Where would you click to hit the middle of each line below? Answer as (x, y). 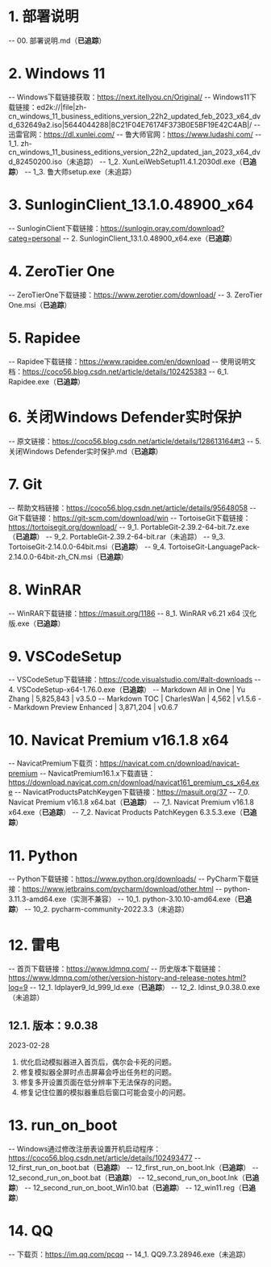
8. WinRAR (45, 589)
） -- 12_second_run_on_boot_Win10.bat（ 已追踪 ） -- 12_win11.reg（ (129, 1187)
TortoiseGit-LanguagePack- (214, 547)
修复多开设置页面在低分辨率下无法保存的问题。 (98, 1082)
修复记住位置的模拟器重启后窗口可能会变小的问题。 (105, 1093)
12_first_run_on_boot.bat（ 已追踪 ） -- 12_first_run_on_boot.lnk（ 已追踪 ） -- (134, 1167)
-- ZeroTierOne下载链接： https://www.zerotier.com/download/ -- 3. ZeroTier (135, 295)
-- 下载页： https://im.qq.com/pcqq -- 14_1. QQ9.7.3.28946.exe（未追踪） (129, 1254)
